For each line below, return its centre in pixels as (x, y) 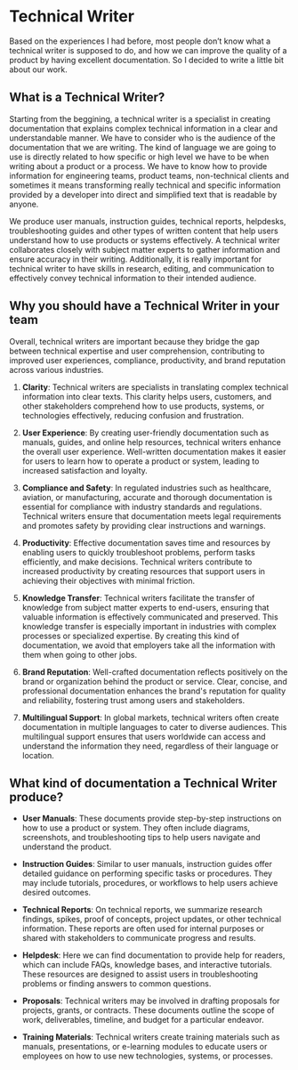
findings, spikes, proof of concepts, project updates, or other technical (152, 920)
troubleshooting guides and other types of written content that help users (144, 231)
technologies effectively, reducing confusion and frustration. (133, 415)
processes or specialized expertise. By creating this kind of (131, 636)
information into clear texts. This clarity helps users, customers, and (147, 396)
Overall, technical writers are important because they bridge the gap (134, 341)
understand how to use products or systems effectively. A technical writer (145, 240)
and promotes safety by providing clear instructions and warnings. (144, 525)
